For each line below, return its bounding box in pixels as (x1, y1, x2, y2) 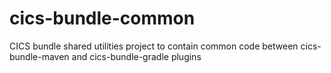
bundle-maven (9, 50, 70, 62)
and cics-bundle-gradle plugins (71, 50, 202, 62)
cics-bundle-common (9, 7, 196, 30)
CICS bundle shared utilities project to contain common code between (9, 40, 299, 52)
